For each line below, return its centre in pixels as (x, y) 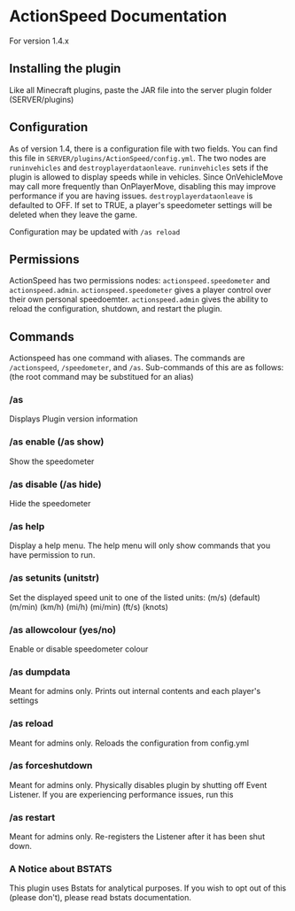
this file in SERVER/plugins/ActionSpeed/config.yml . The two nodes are (138, 158)
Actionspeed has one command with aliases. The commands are (127, 358)
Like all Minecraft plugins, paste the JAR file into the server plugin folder (141, 89)
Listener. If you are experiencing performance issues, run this (121, 794)
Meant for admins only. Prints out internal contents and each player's (135, 691)
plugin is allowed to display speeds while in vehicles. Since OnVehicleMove (146, 177)
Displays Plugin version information (74, 419)
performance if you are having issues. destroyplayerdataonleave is (131, 196)
